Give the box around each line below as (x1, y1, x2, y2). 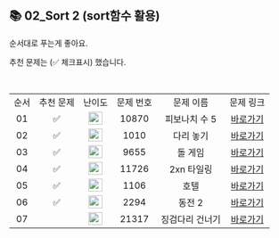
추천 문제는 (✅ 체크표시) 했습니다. (9, 56, 127, 67)
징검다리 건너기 (160, 213, 221, 226)
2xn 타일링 (168, 163, 213, 176)
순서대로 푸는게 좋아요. (9, 37, 88, 48)
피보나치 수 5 (164, 112, 217, 125)
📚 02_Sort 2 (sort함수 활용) (9, 8, 160, 24)
